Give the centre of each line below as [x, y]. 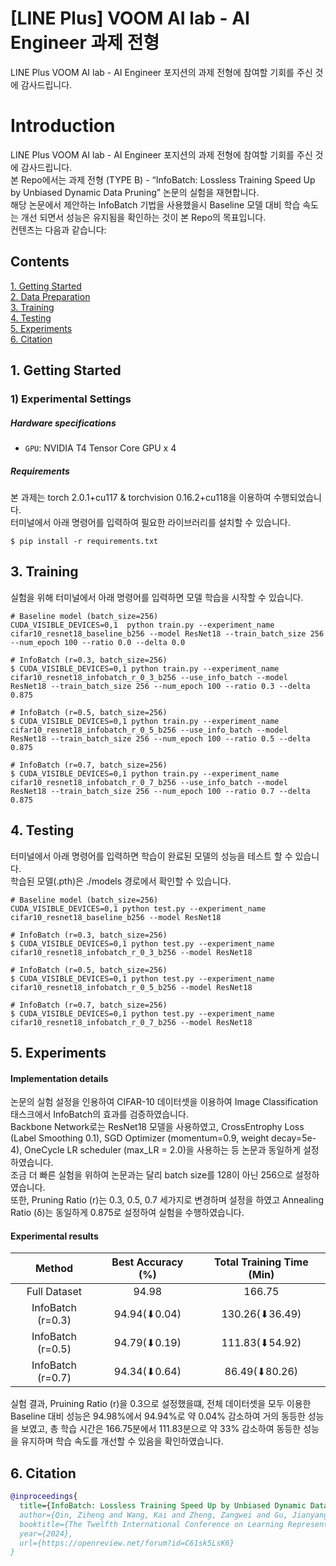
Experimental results [54, 1236]
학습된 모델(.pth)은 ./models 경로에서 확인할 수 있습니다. [121, 881]
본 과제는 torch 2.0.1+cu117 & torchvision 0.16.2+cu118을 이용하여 [141, 497]
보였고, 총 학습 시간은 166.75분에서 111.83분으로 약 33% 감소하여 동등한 [161, 1429]
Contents [40, 262]
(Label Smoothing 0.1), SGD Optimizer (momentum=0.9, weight [140, 1138]
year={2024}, [46, 1533]
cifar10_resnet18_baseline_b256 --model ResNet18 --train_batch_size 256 [167, 633]
